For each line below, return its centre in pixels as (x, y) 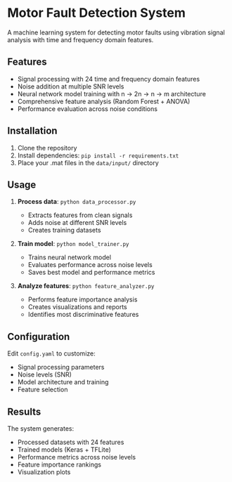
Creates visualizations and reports (78, 307)
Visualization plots (44, 472)
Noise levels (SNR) (45, 374)
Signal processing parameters (61, 367)
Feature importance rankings (59, 464)
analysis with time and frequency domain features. (80, 39)
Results (24, 411)
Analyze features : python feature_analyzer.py (86, 286)
